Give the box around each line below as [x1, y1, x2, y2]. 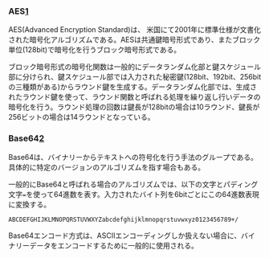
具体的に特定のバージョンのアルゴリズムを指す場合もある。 [8, 162, 206, 172]
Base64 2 [8, 133, 45, 144]
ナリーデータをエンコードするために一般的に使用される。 [8, 240, 198, 250]
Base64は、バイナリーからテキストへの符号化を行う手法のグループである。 [8, 152, 259, 162]
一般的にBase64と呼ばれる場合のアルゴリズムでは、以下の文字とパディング [8, 179, 259, 189]
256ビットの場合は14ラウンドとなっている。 [8, 113, 155, 122]
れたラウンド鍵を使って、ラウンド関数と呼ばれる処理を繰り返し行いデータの [8, 92, 261, 102]
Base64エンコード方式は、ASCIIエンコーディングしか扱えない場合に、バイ [8, 231, 255, 240]
